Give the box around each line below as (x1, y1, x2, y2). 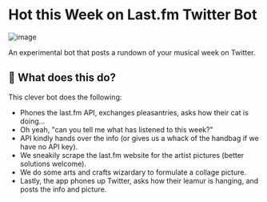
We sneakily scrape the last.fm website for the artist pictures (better (19, 150, 245, 160)
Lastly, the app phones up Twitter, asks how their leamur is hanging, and (19, 176, 259, 185)
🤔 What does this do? (8, 71, 116, 85)
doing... (19, 116, 46, 126)
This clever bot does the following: (8, 92, 122, 102)
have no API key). (19, 142, 78, 151)
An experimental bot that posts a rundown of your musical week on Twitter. (8, 47, 256, 57)
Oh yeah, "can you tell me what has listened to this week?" (19, 124, 213, 134)
